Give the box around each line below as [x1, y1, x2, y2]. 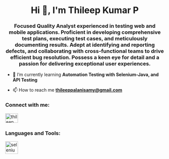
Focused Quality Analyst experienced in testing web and [14, 23, 156, 30]
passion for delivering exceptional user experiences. [19, 60, 151, 67]
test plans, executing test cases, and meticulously [22, 35, 148, 42]
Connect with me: [5, 102, 50, 109]
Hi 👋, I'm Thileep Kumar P [31, 5, 139, 16]
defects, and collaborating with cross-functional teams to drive [6, 48, 164, 55]
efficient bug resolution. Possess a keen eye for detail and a [10, 54, 160, 61]
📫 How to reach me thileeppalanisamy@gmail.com [12, 87, 123, 93]
